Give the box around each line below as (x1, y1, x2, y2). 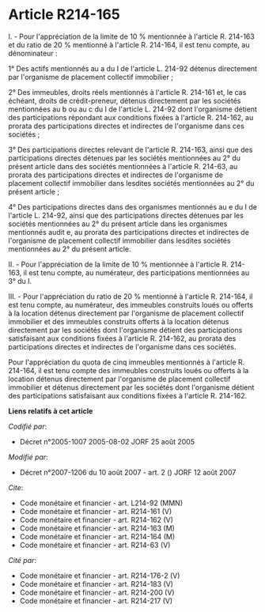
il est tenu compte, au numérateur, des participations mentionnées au (23, 267, 250, 278)
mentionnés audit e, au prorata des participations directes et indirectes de (8, 227, 249, 236)
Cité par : (8, 555, 37, 565)
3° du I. (8, 276, 32, 285)
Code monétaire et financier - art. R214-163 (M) (19, 523, 176, 533)
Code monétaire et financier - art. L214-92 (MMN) (19, 498, 184, 508)
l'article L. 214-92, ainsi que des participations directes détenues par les (8, 210, 244, 220)
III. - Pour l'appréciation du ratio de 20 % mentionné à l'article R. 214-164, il (8, 291, 253, 301)
